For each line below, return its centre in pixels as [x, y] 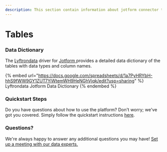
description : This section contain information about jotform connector [82, 10]
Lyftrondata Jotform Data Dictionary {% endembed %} [61, 86]
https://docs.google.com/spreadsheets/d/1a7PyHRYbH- [95, 76]
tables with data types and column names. [48, 66]
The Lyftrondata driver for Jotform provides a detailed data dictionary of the [83, 61]
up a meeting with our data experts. [42, 144]
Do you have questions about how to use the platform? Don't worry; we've [81, 110]
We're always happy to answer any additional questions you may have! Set [82, 139]
